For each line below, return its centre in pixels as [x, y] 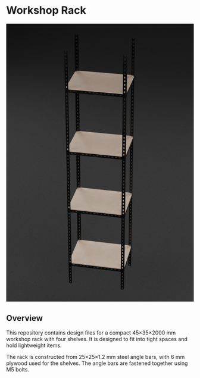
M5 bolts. [18, 369]
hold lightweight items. [34, 345]
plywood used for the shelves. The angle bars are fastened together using [97, 363]
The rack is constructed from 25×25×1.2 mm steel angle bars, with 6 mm [96, 357]
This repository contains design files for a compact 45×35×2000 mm [91, 332]
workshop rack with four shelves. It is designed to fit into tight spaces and [97, 339]
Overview [25, 318]
